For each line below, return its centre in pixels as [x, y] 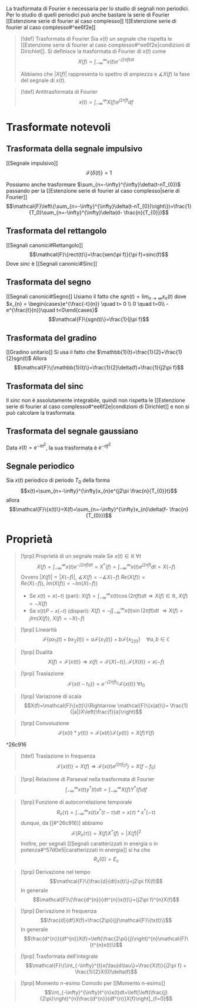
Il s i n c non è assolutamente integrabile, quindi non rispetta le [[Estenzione [96, 400]
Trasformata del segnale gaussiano [72, 432]
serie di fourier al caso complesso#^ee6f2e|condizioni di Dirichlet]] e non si [98, 406]
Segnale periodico [40, 466]
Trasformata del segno [49, 282]
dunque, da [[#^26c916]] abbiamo [62, 823]
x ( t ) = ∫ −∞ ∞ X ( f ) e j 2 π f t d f [106, 102]
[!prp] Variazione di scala [51, 696]
